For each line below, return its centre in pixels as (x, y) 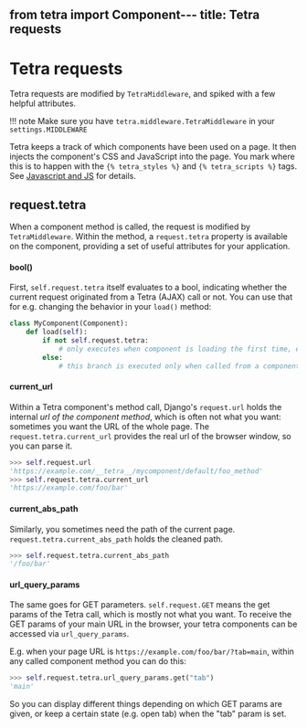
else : (53, 357)
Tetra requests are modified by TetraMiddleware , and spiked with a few (143, 94)
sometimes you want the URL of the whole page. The (110, 426)
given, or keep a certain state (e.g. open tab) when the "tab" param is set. (148, 714)
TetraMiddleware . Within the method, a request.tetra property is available (148, 237)
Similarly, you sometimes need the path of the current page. (122, 529)
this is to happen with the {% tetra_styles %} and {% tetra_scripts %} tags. (153, 166)
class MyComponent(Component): (69, 323)
